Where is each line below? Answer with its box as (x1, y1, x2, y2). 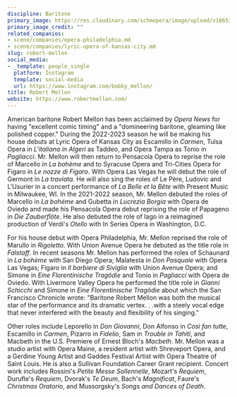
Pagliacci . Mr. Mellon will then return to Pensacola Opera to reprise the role (7, 152, 226, 161)
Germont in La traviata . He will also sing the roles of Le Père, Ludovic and (7, 175, 221, 183)
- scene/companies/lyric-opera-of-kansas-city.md (7, 43, 157, 50)
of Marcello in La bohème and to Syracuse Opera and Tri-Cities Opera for (7, 160, 221, 168)
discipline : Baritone (7, 10, 71, 18)
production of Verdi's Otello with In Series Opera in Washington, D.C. (7, 220, 207, 228)
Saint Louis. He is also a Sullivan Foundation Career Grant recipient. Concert (7, 360, 229, 367)
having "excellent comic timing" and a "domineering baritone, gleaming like (7, 123, 226, 130)
